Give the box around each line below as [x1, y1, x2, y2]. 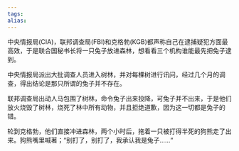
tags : [7, 10, 23, 18]
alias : [7, 17, 27, 24]
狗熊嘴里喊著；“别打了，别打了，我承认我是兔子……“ [19, 135, 174, 144]
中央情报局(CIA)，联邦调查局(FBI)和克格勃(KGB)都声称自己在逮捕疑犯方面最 [7, 37, 229, 46]
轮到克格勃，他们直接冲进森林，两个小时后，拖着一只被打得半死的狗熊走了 [7, 127, 225, 135]
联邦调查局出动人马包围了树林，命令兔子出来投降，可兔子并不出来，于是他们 [7, 94, 232, 103]
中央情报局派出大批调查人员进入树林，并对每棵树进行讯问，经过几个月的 [7, 70, 219, 79]
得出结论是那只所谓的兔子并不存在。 [19, 79, 126, 87]
